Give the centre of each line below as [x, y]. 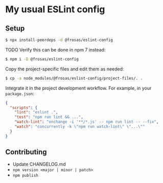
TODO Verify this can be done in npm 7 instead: [55, 50]
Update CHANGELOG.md [39, 164]
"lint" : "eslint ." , [36, 112]
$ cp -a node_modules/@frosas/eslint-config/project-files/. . [74, 78]
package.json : [20, 94]
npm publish [25, 176]
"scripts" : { [24, 108]
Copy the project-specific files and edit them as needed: [65, 69]
